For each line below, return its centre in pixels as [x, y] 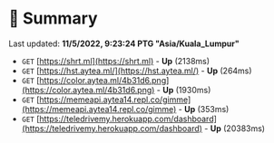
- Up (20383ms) [235, 128]
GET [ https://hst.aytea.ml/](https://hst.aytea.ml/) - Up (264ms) [137, 71]
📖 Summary [53, 19]
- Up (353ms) [204, 109]
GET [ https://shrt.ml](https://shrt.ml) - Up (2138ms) [116, 61]
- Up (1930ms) [184, 90]
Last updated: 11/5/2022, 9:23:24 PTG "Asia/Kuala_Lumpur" [124, 43]
